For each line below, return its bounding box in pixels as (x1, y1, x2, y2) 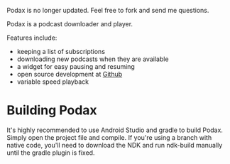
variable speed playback (16, 77, 89, 86)
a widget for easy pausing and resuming (16, 62, 136, 70)
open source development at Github (16, 70, 123, 78)
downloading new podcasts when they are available (16, 55, 169, 63)
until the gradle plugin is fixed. (6, 148, 95, 157)
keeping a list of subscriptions (16, 48, 106, 55)
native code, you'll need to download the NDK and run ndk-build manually (6, 141, 223, 149)
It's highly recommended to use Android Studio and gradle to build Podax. (6, 126, 223, 134)
